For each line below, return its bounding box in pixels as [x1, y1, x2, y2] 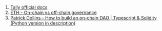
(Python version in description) [10, 20, 76, 26]
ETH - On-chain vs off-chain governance [10, 9, 97, 15]
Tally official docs [10, 4, 48, 10]
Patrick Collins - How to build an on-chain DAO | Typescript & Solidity [10, 15, 157, 20]
